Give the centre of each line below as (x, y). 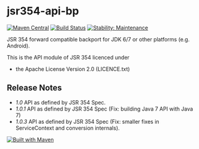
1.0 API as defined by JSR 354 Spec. (61, 102)
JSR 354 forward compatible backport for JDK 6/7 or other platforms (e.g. (98, 39)
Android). (19, 46)
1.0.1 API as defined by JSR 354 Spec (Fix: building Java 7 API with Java (104, 109)
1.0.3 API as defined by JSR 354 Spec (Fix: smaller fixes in (87, 121)
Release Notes (34, 88)
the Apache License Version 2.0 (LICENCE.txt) (73, 69)
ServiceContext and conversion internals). (67, 128)
